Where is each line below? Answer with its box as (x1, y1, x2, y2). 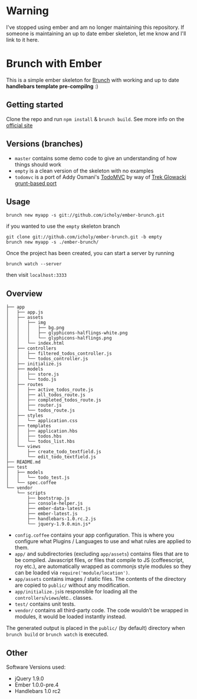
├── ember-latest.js (27, 511, 78, 517)
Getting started (6, 100, 64, 110)
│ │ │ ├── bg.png (6, 325, 65, 331)
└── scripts (17, 490, 46, 497)
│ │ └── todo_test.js (6, 475, 70, 481)
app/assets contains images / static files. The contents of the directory (14, 576, 186, 583)
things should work (14, 161, 62, 168)
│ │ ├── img (6, 320, 46, 326)
